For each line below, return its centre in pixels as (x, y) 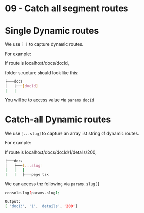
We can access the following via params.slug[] (52, 184)
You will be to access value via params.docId (50, 100)
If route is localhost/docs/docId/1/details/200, (51, 152)
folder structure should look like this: (42, 73)
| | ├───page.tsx (27, 174)
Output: (13, 202)
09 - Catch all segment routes (67, 9)
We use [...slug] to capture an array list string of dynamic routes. (72, 133)
